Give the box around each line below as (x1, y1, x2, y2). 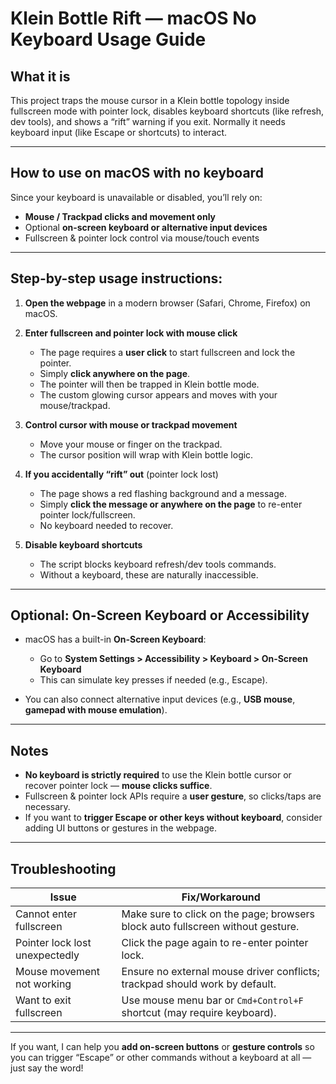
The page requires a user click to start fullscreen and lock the (39, 346, 296, 358)
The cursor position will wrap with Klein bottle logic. (39, 448, 254, 461)
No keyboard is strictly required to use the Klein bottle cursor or (24, 769, 292, 781)
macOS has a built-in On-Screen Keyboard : (24, 633, 207, 646)
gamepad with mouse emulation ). (24, 704, 168, 716)
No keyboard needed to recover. (39, 519, 174, 531)
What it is (10, 68, 71, 85)
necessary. (24, 801, 71, 813)
